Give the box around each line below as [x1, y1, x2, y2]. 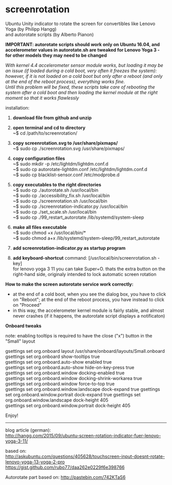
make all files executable [12, 224, 67, 230]
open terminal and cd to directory [12, 124, 85, 131]
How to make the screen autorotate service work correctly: [5, 281, 134, 287]
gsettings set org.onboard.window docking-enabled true [5, 370, 125, 376]
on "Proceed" [12, 302, 42, 308]
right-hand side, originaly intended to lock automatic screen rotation [12, 271, 157, 277]
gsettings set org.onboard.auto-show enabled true [5, 359, 112, 365]
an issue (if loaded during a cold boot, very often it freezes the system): [5, 68, 157, 74]
